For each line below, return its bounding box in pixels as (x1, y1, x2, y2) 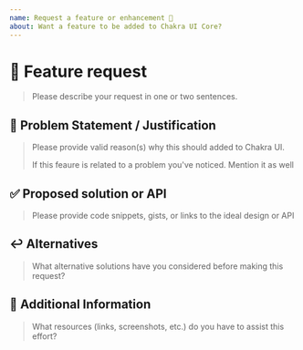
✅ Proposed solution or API (9, 186, 167, 201)
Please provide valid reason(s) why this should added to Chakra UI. (31, 142, 286, 153)
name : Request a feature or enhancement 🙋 (9, 13, 173, 23)
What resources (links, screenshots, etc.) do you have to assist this (31, 321, 285, 332)
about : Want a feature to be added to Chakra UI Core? (9, 22, 223, 31)
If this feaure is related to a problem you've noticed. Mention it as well (31, 160, 295, 170)
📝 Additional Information (9, 297, 151, 313)
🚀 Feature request (9, 61, 148, 82)
